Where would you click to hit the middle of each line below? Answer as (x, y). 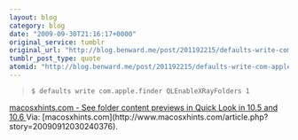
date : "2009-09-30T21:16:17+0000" (73, 34)
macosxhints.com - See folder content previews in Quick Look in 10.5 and (144, 107)
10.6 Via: (25, 117)
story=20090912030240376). (63, 126)
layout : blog (33, 17)
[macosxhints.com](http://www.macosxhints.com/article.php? (155, 117)
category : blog (37, 26)
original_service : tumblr (57, 42)
